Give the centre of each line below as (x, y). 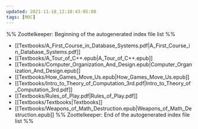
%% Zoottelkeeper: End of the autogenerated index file (123, 115)
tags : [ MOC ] (21, 17)
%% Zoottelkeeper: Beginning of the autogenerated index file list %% (91, 34)
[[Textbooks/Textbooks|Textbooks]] (59, 102)
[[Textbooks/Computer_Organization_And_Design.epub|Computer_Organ (103, 64)
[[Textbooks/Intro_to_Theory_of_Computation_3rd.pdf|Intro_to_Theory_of (103, 83)
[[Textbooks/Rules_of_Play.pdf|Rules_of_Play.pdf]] (76, 96)
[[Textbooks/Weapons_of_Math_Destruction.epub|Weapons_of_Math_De (103, 108)
